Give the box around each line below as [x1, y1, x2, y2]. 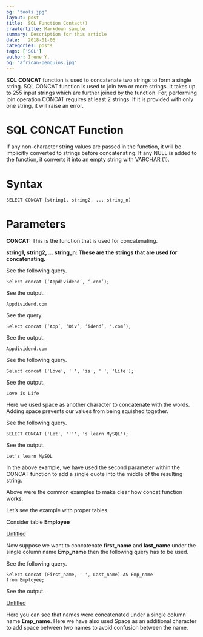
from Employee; [6, 577, 45, 583]
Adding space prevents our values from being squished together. [6, 408, 168, 415]
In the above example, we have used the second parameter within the [6, 464, 181, 471]
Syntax [6, 177, 43, 191]
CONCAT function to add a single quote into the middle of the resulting [6, 470, 183, 478]
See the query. [6, 312, 43, 319]
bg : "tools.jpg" [6, 8, 47, 15]
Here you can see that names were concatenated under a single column [6, 611, 186, 618]
